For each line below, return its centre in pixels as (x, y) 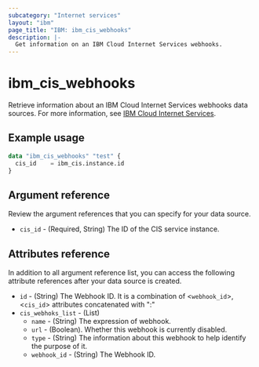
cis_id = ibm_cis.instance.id (70, 163)
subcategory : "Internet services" (65, 15)
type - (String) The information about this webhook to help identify (139, 338)
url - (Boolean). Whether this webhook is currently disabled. (129, 329)
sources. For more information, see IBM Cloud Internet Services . (112, 114)
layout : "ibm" (31, 23)
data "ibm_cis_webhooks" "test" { (65, 156)
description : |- (35, 37)
